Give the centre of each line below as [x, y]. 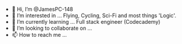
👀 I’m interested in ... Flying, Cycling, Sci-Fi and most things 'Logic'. [94, 15]
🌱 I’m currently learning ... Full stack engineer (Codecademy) [86, 22]
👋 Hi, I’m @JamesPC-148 [42, 9]
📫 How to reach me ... [39, 35]
